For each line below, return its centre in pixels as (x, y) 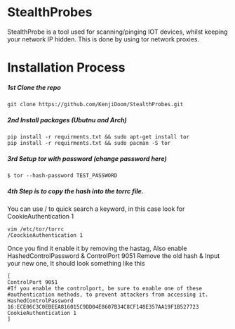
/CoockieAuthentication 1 (45, 236)
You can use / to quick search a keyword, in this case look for (96, 209)
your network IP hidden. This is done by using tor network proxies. (103, 39)
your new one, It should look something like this (76, 263)
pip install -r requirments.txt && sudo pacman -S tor (89, 143)
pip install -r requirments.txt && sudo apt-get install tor (99, 137)
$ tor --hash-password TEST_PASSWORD (62, 176)
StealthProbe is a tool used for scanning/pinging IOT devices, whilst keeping (117, 32)
